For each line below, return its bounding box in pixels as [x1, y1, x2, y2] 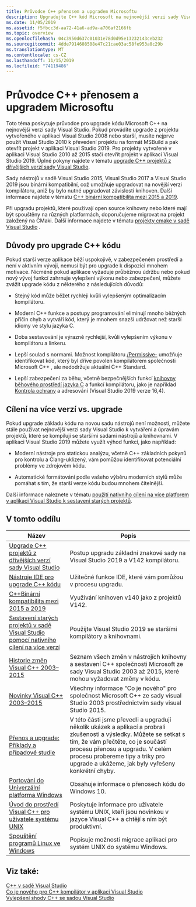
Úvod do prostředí [9, 800, 59, 808]
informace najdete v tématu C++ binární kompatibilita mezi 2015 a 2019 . [6, 194, 179, 201]
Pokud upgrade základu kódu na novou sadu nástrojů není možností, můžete [6, 420, 190, 427]
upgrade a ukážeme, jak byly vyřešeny [69, 759, 176, 767]
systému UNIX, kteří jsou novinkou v [69, 808, 169, 816]
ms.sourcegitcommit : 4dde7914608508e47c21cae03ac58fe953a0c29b [6, 42, 163, 47]
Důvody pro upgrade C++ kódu [6, 241, 121, 250]
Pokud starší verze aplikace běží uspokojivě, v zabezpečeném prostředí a [6, 256, 183, 263]
